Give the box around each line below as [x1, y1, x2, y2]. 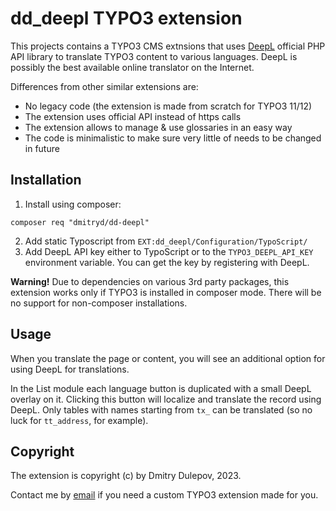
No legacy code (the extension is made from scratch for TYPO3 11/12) [24, 100, 313, 112]
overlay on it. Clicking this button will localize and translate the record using [10, 393, 322, 405]
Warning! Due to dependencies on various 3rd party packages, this [10, 275, 290, 287]
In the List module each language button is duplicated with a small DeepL [10, 382, 312, 394]
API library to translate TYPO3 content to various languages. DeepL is [10, 50, 298, 62]
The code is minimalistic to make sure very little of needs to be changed [24, 132, 322, 144]
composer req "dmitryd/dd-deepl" [10, 217, 150, 227]
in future [24, 142, 60, 154]
